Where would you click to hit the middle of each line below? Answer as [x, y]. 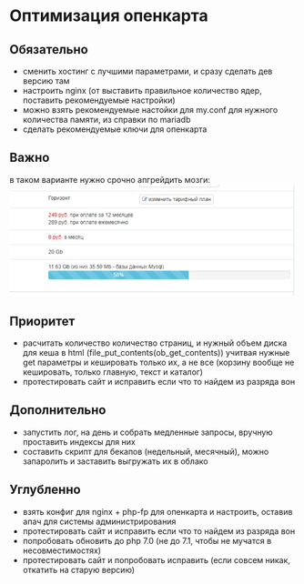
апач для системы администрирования [99, 521]
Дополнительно [58, 410]
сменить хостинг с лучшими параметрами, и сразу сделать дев [147, 71]
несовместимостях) [62, 550]
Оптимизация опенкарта [109, 16]
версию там [46, 81]
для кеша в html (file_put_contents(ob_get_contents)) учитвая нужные [156, 352]
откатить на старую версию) [78, 569]
